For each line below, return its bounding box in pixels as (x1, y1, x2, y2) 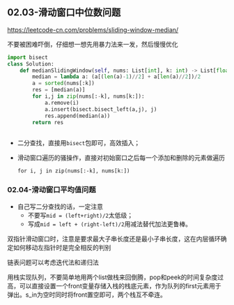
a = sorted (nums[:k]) (32, 80, 95, 87)
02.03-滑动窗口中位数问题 (7, 6, 121, 19)
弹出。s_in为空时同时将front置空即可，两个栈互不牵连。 (7, 290, 167, 299)
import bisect (7, 54, 49, 61)
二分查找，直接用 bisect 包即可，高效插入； (17, 139, 141, 147)
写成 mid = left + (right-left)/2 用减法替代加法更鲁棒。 (27, 219, 192, 228)
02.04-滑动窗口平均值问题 (7, 185, 96, 195)
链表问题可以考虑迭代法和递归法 (7, 258, 99, 267)
